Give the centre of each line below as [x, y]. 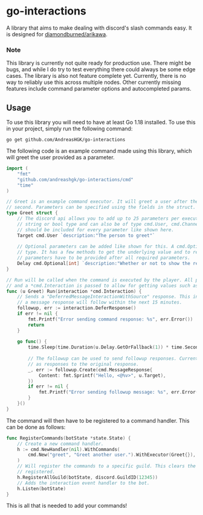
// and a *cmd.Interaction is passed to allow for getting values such [98, 286]
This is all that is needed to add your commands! [67, 506]
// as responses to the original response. [83, 364]
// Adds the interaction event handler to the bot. [83, 483]
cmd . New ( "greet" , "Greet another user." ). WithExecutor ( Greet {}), [112, 455]
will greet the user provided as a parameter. [60, 158]
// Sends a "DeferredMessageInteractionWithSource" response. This [104, 297]
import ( [17, 168]
